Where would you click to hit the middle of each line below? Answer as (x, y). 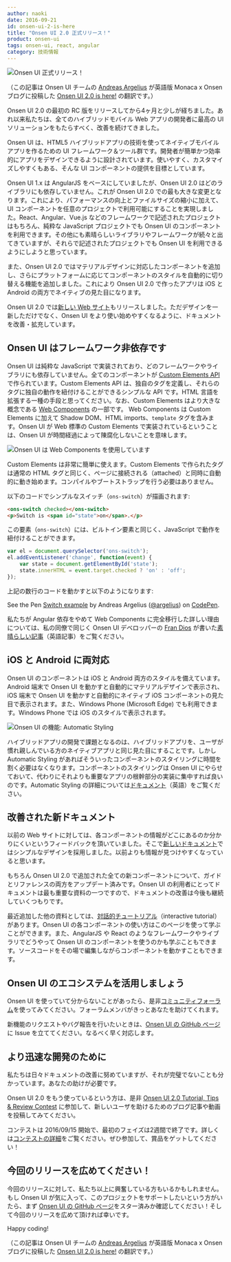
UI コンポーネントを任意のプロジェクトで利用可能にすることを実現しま (108, 208)
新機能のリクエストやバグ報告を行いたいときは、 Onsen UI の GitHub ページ (114, 1024)
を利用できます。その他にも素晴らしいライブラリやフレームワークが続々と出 (115, 234)
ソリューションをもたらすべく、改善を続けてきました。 (85, 128)
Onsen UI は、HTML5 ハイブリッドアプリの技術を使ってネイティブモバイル (113, 142)
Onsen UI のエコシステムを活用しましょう (96, 983)
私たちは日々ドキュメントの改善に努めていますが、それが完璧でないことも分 (115, 1075)
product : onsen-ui (33, 39)
